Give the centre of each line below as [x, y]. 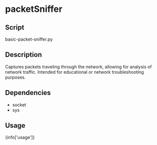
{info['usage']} [20, 138]
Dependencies [28, 93]
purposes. [16, 77]
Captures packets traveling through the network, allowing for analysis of [78, 67]
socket [19, 104]
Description [23, 55]
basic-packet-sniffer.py [29, 39]
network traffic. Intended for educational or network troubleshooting [75, 72]
